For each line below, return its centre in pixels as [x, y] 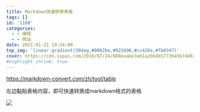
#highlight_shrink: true [37, 61]
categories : [21, 28]
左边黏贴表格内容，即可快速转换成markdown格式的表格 [74, 91]
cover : [14, 56]
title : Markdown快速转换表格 [40, 12]
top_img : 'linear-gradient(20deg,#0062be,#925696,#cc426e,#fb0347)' [93, 51]
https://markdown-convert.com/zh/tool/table [61, 79]
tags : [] [17, 17]
